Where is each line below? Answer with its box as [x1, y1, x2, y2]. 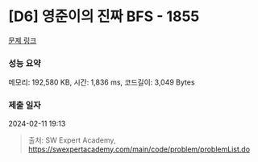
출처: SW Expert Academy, [27, 135, 116, 145]
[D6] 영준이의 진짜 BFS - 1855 [8, 7, 200, 26]
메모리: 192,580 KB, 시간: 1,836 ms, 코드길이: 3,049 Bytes [8, 77, 195, 87]
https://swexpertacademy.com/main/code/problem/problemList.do [27, 144, 251, 154]
